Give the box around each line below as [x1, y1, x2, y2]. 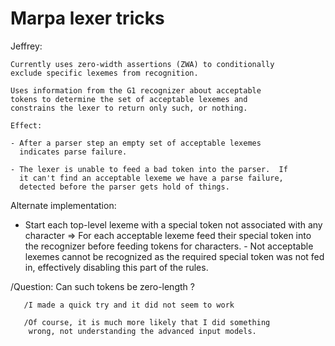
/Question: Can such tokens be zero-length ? [10, 280, 195, 292]
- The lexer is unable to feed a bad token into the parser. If [10, 164, 288, 174]
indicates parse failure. [19, 147, 128, 157]
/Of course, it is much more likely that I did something [23, 317, 271, 327]
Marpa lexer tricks [10, 7, 165, 30]
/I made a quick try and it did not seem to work [23, 300, 235, 310]
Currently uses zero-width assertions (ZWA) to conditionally [10, 59, 275, 69]
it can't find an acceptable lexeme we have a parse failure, [19, 173, 284, 183]
